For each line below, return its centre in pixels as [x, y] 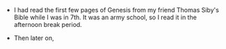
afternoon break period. [48, 24]
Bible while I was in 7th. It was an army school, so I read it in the [105, 17]
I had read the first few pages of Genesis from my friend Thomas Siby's [116, 10]
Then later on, [34, 38]
